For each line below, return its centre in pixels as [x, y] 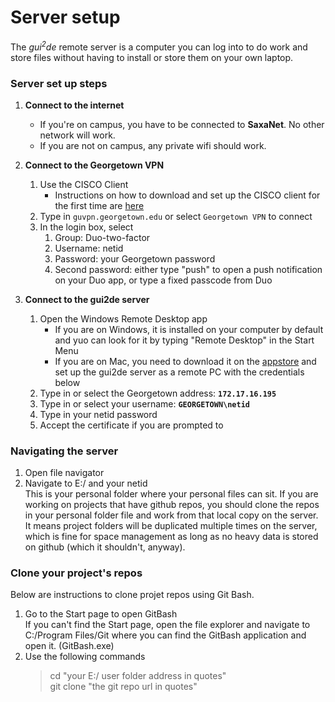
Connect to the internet [74, 105]
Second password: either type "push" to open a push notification [188, 269]
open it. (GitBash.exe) [69, 646]
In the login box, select [86, 227]
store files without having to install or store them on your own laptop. [152, 57]
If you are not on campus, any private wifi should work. [153, 145]
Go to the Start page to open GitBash [101, 614]
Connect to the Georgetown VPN [94, 165]
